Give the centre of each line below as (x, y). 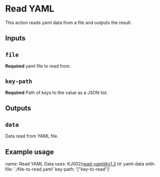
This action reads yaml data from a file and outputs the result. (68, 22)
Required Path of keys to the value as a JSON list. (56, 92)
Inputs (15, 38)
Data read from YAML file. (32, 136)
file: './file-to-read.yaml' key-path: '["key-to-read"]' (58, 169)
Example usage (29, 152)
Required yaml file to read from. (38, 66)
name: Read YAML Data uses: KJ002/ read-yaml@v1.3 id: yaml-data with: (80, 163)
